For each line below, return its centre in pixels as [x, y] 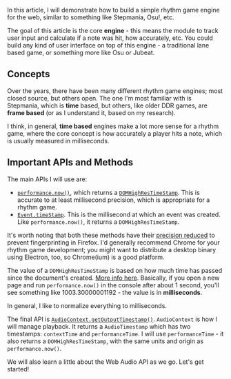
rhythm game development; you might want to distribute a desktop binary [112, 249]
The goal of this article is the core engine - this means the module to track [113, 31]
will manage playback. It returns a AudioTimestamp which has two [99, 326]
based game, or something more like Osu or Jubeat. [81, 52]
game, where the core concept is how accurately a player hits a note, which [115, 133]
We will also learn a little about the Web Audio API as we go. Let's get [106, 362]
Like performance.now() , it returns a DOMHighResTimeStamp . [98, 222]
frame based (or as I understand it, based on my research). [91, 112]
